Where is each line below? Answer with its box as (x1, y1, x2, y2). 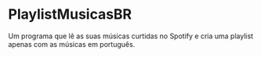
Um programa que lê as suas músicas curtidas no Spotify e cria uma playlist (8, 31, 253, 41)
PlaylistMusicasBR (8, 5, 132, 23)
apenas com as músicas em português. (8, 39, 136, 48)
